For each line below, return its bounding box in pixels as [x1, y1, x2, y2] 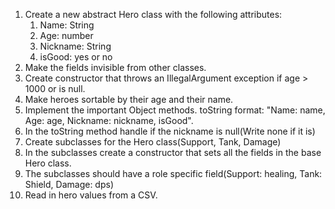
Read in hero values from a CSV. [24, 189, 158, 201]
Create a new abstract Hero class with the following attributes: [24, 9, 283, 20]
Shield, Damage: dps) [24, 179, 114, 190]
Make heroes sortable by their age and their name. [24, 94, 234, 105]
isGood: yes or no [39, 51, 113, 63]
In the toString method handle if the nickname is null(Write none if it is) [24, 125, 316, 137]
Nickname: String [39, 40, 112, 52]
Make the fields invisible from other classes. [24, 62, 207, 73]
